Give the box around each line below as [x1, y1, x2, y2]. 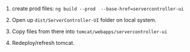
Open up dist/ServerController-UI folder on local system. [11, 17, 157, 23]
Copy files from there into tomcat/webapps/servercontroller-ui [11, 28, 167, 35]
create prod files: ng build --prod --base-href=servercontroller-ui [11, 5, 184, 12]
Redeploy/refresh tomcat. [11, 40, 75, 46]
